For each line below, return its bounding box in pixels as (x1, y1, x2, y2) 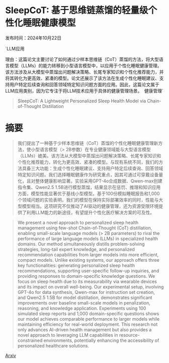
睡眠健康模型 (23, 17, 76, 29)
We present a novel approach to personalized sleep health (17, 219, 139, 225)
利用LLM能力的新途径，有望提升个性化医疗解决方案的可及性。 (26, 209, 155, 215)
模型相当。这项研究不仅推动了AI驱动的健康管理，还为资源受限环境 (22, 203, 159, 209)
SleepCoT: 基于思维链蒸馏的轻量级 (5, 5, 148, 16)
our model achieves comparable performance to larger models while (17, 316, 160, 322)
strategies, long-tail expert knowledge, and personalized (17, 246, 135, 252)
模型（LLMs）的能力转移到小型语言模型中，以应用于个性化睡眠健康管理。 (9, 63, 162, 69)
